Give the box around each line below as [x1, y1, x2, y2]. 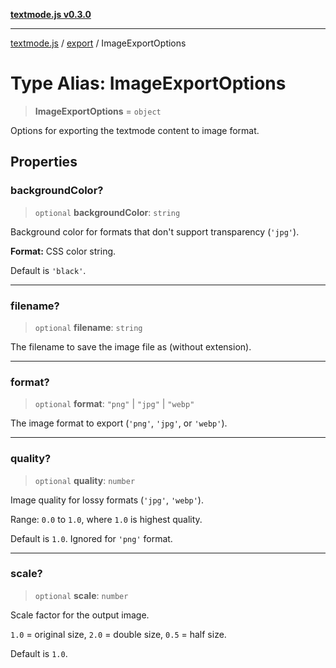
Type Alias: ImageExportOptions [10, 72, 287, 95]
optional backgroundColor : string [34, 206, 181, 218]
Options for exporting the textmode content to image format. [10, 124, 260, 136]
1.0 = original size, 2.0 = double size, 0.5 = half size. [10, 628, 227, 640]
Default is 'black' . [10, 264, 87, 276]
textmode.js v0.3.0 [10, 9, 92, 20]
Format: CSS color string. [10, 245, 117, 257]
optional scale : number [34, 589, 129, 601]
